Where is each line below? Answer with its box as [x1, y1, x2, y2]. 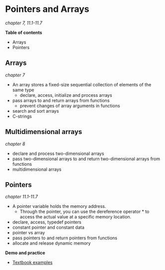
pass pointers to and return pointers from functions [12, 235, 118, 241]
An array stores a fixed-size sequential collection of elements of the [12, 81, 152, 87]
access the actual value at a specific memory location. [19, 214, 132, 220]
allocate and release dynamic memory [12, 240, 91, 246]
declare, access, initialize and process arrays [19, 92, 112, 98]
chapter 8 [5, 140, 25, 147]
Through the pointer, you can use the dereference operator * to [19, 208, 150, 214]
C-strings [12, 113, 32, 119]
